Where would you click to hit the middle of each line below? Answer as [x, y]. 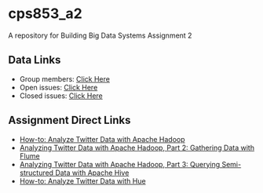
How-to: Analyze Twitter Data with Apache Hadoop [102, 139]
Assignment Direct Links [69, 120]
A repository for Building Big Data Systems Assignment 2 [100, 35]
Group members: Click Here [64, 78]
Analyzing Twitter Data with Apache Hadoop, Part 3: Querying [120, 164]
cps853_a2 [45, 14]
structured [36, 173]
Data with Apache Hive [92, 173]
